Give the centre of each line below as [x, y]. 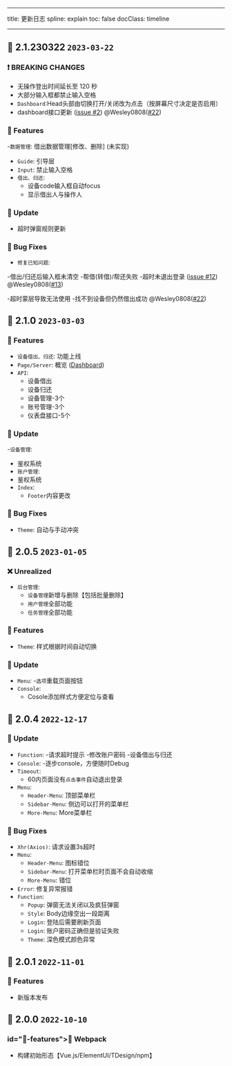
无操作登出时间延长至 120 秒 [57, 86]
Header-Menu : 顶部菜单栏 [61, 795]
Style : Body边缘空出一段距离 [69, 914]
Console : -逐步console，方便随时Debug [73, 763]
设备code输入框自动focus [64, 186]
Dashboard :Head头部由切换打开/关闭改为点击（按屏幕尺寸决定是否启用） [119, 103]
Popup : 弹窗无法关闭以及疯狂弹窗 [73, 905]
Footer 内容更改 [49, 495]
